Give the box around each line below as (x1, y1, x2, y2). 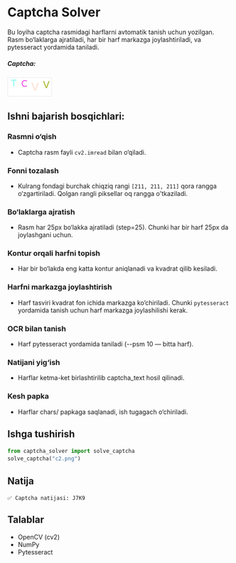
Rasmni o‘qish (7, 132, 57, 142)
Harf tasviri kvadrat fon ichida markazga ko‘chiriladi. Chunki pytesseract (17, 298, 230, 307)
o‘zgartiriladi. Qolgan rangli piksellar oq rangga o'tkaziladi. (17, 189, 188, 197)
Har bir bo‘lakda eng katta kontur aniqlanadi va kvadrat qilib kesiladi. (17, 264, 218, 273)
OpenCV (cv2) (17, 532, 60, 541)
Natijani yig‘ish (7, 358, 60, 367)
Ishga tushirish (7, 428, 75, 440)
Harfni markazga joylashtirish (7, 282, 112, 292)
